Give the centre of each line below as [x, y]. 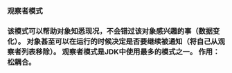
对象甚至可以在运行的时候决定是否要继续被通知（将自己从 [122, 41]
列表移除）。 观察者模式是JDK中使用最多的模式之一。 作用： [121, 52]
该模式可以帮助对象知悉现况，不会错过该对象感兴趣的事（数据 [110, 31]
